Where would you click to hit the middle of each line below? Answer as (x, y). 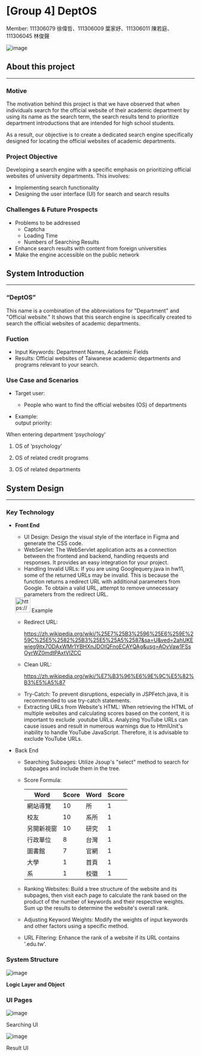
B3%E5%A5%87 (45, 683)
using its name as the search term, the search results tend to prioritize (93, 117)
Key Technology (31, 513)
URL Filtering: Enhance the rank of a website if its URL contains (102, 938)
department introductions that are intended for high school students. (91, 123)
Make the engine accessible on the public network (77, 255)
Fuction (17, 339)
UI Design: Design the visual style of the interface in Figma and (101, 537)
